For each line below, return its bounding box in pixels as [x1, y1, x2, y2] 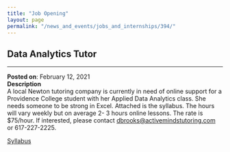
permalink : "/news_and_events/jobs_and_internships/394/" [7, 23, 176, 29]
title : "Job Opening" [7, 10, 69, 17]
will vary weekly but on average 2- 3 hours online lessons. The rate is [7, 109, 203, 117]
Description [7, 80, 42, 88]
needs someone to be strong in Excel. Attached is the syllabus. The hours [7, 102, 215, 110]
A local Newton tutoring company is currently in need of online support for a [7, 87, 222, 96]
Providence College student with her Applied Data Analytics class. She [7, 94, 207, 103]
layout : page [7, 16, 44, 23]
